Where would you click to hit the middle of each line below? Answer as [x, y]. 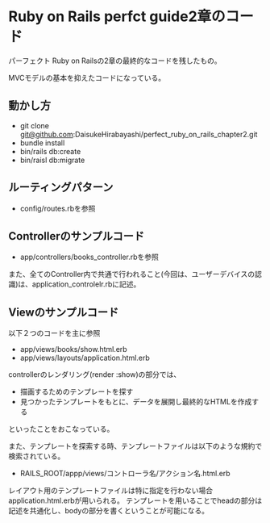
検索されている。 [37, 456]
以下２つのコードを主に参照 [54, 333]
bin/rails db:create [50, 151]
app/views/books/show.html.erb [73, 349]
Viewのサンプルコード [64, 312]
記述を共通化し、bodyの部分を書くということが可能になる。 [109, 511]
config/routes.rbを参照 [58, 208]
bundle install [42, 143]
